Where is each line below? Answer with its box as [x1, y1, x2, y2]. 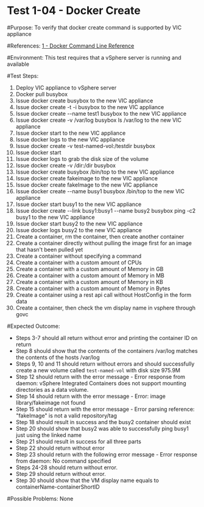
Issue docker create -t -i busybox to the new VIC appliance [15, 103, 164, 110]
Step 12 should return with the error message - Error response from [15, 373, 185, 380]
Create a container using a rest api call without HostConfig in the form [15, 291, 192, 299]
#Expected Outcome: [7, 322, 60, 330]
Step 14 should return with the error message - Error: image [15, 392, 166, 400]
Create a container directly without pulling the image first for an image [15, 239, 192, 247]
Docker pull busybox [15, 90, 68, 97]
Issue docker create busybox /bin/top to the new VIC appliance [15, 168, 175, 175]
